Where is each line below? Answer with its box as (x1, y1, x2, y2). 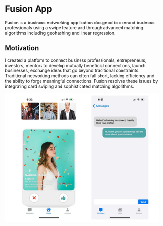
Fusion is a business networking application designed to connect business (5, 20, 155, 25)
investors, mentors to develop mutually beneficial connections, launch (5, 62, 146, 68)
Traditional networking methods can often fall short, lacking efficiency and (5, 72, 155, 79)
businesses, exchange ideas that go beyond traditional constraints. (5, 68, 140, 73)
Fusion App (5, 3, 52, 15)
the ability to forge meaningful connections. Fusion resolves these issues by (5, 78, 158, 84)
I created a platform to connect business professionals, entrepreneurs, (5, 57, 147, 63)
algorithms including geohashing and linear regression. (5, 30, 116, 36)
